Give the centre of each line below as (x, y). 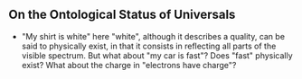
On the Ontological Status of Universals (122, 15)
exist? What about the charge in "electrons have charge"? (129, 65)
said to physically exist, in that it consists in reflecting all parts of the (149, 46)
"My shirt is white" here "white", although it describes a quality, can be (153, 36)
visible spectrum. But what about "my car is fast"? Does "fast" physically (157, 55)
